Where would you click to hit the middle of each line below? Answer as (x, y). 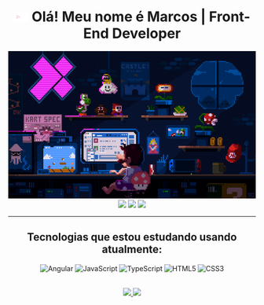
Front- (229, 17)
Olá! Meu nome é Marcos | (119, 17)
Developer (147, 33)
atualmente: (132, 250)
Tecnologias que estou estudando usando (132, 237)
